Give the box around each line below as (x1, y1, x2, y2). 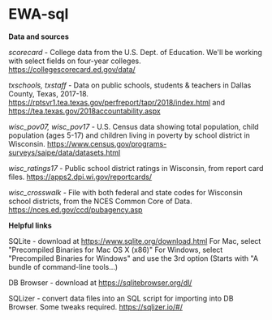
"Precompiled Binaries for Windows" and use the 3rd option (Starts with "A (8, 253, 258, 263)
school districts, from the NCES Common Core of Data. (8, 196, 192, 206)
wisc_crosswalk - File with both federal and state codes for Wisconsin (8, 187, 243, 197)
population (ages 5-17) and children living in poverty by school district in (8, 130, 250, 140)
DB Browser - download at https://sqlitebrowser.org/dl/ (8, 277, 192, 288)
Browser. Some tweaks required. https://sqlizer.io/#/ (8, 301, 183, 312)
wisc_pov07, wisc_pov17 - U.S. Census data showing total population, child (8, 122, 259, 131)
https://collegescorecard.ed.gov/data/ (8, 64, 136, 74)
